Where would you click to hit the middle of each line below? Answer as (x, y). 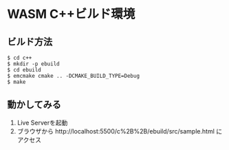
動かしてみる (34, 105)
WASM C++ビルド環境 (71, 14)
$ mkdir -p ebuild (33, 64)
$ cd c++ (20, 58)
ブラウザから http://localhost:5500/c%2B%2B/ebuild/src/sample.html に (119, 131)
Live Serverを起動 (42, 122)
